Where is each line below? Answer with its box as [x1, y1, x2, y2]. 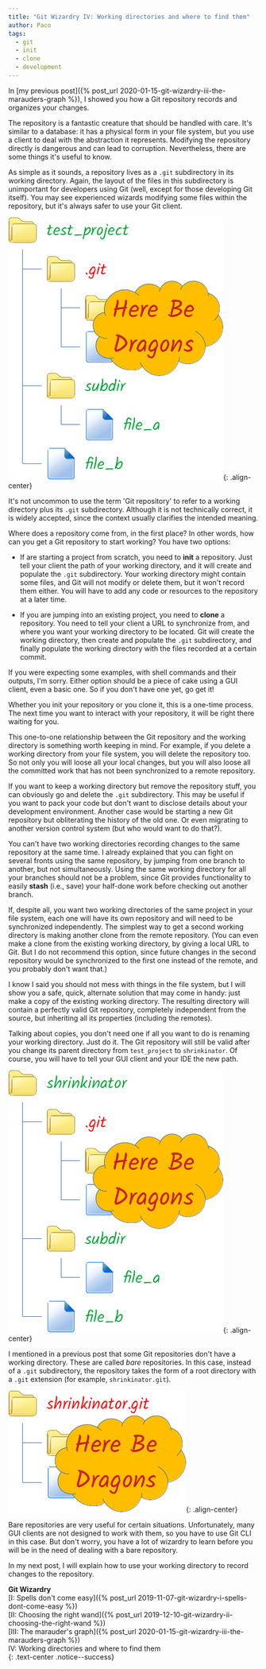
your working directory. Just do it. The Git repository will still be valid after [8, 1037, 250, 1047]
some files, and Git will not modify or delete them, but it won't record [19, 577, 245, 587]
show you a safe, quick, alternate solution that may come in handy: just [8, 988, 241, 997]
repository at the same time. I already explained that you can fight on [8, 847, 233, 857]
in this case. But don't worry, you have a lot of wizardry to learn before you [8, 1536, 253, 1546]
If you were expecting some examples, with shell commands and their [8, 668, 237, 677]
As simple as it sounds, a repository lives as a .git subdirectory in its [8, 167, 234, 176]
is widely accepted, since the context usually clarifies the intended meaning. [8, 513, 259, 522]
